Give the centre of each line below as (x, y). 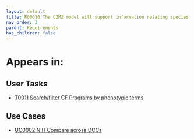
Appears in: (35, 62)
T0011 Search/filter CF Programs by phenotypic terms (79, 98)
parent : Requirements (32, 28)
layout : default (26, 11)
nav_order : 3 (22, 22)
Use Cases (26, 116)
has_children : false (31, 33)
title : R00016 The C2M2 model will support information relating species (98, 17)
